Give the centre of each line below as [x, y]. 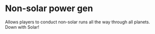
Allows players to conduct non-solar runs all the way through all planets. [77, 22]
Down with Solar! [22, 27]
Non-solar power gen [49, 8]
